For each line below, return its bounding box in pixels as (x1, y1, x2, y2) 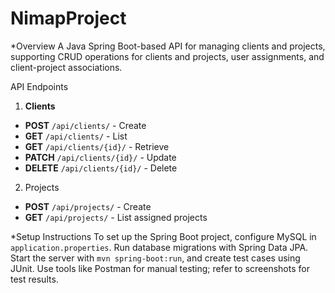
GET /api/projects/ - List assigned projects (24, 211, 208, 223)
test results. (10, 273, 59, 285)
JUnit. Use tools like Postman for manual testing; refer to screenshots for (10, 262, 310, 274)
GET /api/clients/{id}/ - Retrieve (24, 140, 170, 152)
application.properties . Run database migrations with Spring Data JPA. (10, 241, 309, 253)
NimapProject (10, 7, 127, 30)
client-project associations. (10, 61, 123, 73)
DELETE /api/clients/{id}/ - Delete (24, 162, 178, 174)
